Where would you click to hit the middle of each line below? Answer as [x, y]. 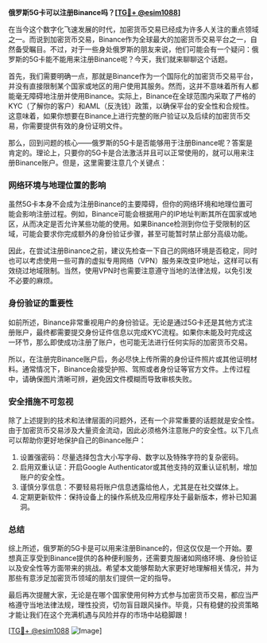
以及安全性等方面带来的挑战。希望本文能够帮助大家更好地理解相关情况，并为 [133, 568]
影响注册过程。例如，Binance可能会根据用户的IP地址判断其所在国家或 [136, 214]
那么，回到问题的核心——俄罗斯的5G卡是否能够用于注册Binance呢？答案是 [130, 143]
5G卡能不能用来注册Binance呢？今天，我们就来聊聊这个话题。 [130, 59]
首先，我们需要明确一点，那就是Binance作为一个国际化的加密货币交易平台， [133, 76]
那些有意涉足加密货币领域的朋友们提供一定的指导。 [92, 578]
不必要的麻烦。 [33, 281]
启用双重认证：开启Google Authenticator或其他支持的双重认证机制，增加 [138, 467]
